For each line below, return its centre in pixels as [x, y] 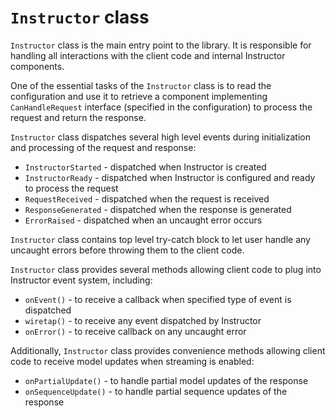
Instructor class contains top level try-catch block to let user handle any [160, 239]
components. [37, 66]
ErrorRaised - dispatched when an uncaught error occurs [143, 220]
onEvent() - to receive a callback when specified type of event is [158, 299]
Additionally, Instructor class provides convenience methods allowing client [168, 350]
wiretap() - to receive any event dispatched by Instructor [143, 320]
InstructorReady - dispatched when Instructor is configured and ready [170, 177]
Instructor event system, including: [81, 280]
